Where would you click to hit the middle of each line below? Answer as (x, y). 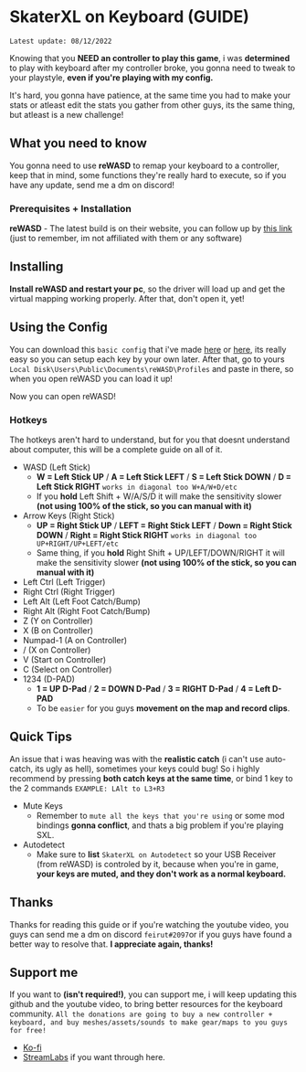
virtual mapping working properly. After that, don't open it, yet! (127, 298)
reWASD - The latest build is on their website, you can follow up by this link (151, 228)
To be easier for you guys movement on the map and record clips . (163, 708)
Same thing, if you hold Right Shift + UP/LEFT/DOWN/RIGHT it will (161, 552)
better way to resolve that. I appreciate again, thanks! (111, 944)
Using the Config (58, 328)
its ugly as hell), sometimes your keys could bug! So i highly (148, 769)
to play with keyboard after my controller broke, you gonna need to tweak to (153, 68)
